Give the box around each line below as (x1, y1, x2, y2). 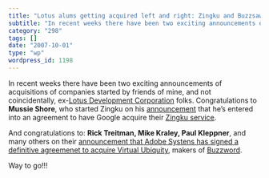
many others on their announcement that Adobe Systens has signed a (8, 136, 239, 146)
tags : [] (8, 34, 38, 42)
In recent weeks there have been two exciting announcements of (8, 78, 223, 88)
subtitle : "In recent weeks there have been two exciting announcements (8, 19, 256, 27)
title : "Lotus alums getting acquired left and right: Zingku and (8, 11, 235, 20)
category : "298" (8, 26, 62, 34)
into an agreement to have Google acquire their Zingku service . (8, 112, 217, 122)
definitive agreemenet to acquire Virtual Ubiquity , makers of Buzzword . (8, 145, 243, 155)
